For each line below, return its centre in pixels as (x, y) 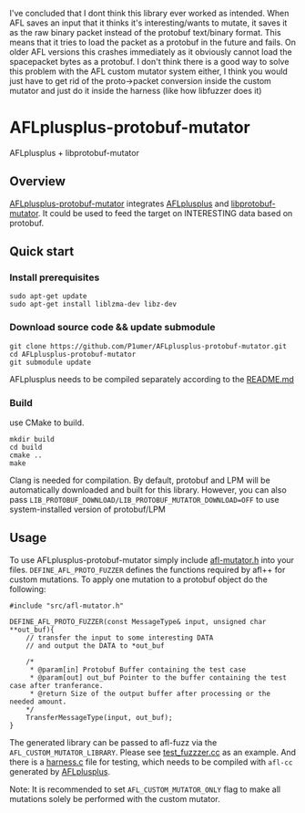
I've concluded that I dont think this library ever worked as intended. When (149, 13)
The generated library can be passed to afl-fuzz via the (113, 742)
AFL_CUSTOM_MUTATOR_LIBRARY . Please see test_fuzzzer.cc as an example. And (153, 752)
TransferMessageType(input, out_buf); (99, 717)
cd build (26, 448)
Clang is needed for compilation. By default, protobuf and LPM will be (140, 480)
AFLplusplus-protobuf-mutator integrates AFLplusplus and (119, 203)
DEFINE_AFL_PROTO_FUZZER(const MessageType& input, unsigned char (138, 621)
